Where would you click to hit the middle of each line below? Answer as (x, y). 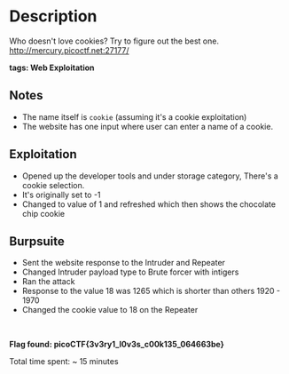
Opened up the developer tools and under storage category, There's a (150, 176)
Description (53, 16)
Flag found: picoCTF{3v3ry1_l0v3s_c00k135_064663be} (117, 345)
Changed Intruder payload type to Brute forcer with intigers (130, 272)
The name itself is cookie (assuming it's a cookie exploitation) (134, 116)
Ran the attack (48, 282)
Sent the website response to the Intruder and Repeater (124, 263)
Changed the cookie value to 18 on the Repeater (110, 310)
